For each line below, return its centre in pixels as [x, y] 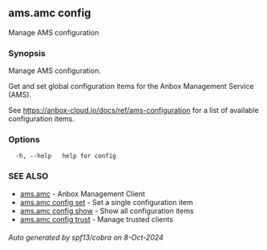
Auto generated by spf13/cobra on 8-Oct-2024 [86, 238]
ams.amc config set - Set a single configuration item [107, 202]
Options [24, 139]
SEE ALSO [28, 176]
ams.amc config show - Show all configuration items [107, 211]
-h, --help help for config [66, 156]
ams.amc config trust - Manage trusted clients [97, 219]
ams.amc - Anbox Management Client [83, 194]
